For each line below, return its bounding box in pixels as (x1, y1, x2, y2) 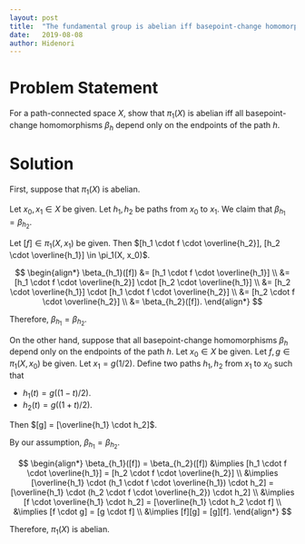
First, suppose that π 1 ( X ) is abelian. (9, 183, 141, 196)
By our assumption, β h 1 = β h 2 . (9, 437, 121, 450)
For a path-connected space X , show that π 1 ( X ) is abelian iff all (9, 108, 244, 121)
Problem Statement (9, 78, 159, 98)
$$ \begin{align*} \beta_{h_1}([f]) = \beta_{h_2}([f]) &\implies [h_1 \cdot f (17, 458, 288, 469)
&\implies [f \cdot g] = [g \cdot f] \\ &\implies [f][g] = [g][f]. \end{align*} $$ (13, 506, 292, 517)
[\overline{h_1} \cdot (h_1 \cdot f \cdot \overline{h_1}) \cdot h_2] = (31, 477, 274, 488)
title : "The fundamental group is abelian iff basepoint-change (9, 22, 261, 31)
